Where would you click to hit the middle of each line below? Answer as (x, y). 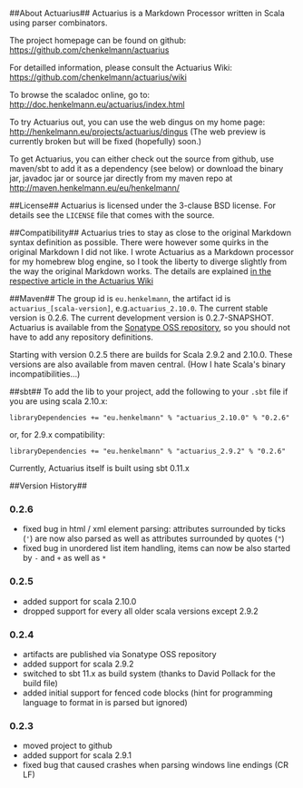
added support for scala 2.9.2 (78, 664)
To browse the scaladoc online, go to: (80, 95)
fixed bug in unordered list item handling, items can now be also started (156, 548)
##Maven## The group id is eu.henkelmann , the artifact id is (120, 298)
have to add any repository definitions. (82, 337)
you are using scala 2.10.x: (59, 401)
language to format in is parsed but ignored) (105, 702)
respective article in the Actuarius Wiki (82, 281)
